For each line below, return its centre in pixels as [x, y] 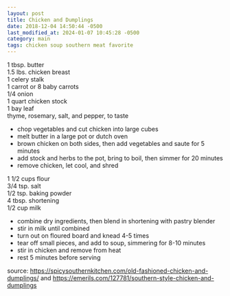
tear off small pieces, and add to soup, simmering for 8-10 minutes [111, 243]
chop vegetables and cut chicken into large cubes [88, 129]
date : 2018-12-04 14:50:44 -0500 [55, 26]
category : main [29, 39]
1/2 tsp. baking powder [39, 193]
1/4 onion [20, 94]
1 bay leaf [21, 108]
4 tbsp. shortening [33, 200]
